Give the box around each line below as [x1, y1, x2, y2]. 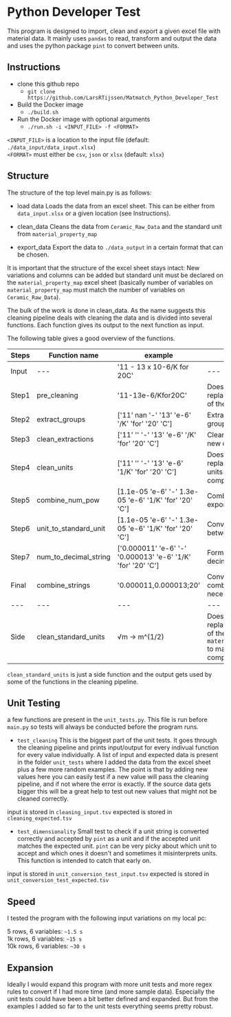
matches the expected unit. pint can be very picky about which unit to [16, 842, 217, 850]
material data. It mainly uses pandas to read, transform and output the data [7, 34, 217, 42]
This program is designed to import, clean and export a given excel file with [7, 27, 221, 35]
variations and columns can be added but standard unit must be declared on [7, 271, 223, 279]
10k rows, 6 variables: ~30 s [7, 942, 86, 950]
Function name [48, 350, 99, 360]
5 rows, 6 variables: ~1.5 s [7, 928, 83, 936]
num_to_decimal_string [36, 551, 111, 561]
